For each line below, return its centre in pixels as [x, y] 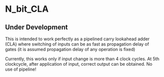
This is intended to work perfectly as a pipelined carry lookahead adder [77, 39]
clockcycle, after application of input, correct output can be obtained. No [79, 64]
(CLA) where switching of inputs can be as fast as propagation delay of [77, 44]
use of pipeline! [21, 69]
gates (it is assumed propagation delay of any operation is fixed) [70, 49]
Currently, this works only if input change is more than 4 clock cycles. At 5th [82, 59]
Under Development [36, 27]
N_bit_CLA [27, 9]
